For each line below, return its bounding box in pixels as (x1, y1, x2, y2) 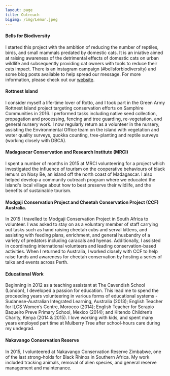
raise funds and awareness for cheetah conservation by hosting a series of (5, 254, 162, 260)
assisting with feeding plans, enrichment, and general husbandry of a (5, 232, 151, 238)
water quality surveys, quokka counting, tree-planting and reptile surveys (5, 132, 159, 138)
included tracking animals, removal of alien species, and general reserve (5, 359, 157, 365)
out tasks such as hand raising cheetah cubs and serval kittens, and (5, 227, 147, 233)
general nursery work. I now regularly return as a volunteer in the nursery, (5, 121, 160, 127)
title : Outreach (5, 12, 40, 17)
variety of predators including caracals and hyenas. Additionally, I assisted (5, 237, 161, 244)
